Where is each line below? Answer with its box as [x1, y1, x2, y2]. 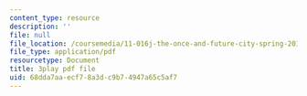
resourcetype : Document [9, 56, 101, 65]
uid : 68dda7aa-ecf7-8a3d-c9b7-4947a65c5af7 [9, 73, 178, 82]
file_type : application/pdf [9, 48, 117, 57]
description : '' [9, 22, 71, 31]
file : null [9, 30, 51, 39]
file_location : [9, 38, 68, 48]
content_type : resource [9, 13, 101, 23]
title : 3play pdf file [9, 65, 96, 74]
